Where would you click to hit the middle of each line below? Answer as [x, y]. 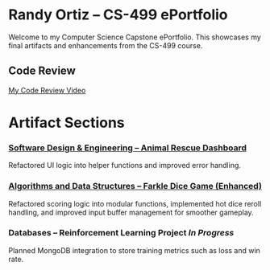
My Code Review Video [47, 90]
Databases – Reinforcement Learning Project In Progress [121, 233]
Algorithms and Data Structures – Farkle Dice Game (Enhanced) [135, 186]
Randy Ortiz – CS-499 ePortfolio [118, 15]
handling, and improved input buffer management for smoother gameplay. [131, 212]
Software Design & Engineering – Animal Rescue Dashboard [128, 148]
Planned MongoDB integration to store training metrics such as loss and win [134, 250]
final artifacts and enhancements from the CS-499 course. [106, 45]
